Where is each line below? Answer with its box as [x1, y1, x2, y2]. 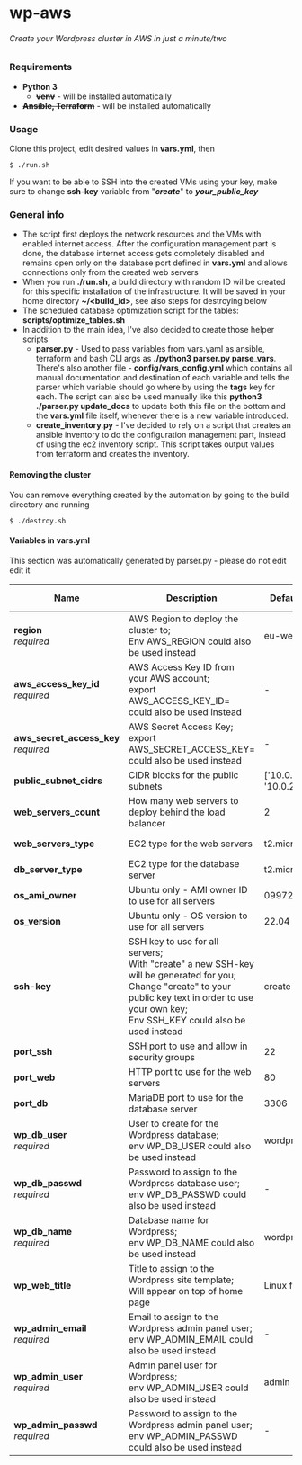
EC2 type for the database [129, 857, 240, 870]
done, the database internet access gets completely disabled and [22, 248, 265, 259]
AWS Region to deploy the [129, 612, 239, 625]
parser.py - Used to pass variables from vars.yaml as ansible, [35, 344, 265, 354]
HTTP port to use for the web [129, 1065, 252, 1077]
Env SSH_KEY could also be [129, 1014, 246, 1026]
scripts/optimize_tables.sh [22, 315, 126, 326]
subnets [129, 780, 164, 792]
